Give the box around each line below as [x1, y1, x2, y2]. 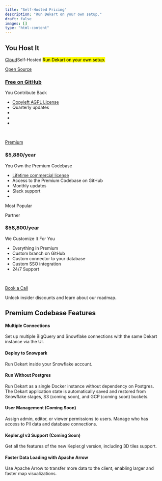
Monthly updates [12, 182, 47, 188]
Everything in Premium [12, 245, 58, 251]
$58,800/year [5, 224, 39, 231]
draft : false [5, 16, 32, 21]
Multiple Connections [5, 323, 50, 329]
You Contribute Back [5, 90, 47, 96]
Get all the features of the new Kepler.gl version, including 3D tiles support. [5, 443, 157, 449]
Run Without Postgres [5, 372, 51, 378]
